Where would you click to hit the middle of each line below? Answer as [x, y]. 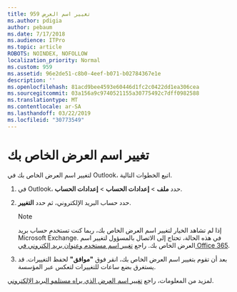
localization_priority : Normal [54, 61]
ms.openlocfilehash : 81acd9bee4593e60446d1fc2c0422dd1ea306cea [104, 87]
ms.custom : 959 [30, 67]
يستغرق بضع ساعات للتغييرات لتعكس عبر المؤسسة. [87, 266]
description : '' [31, 80]
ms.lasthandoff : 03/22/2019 [49, 113]
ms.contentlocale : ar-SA [44, 107]
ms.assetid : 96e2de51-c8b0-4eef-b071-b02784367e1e [84, 73]
